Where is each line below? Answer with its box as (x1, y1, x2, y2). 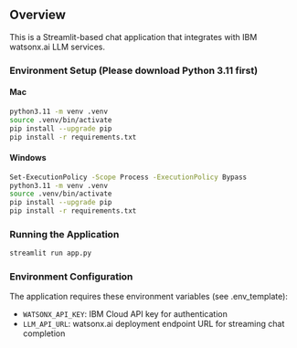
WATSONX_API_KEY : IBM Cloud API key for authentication (22, 309, 228, 320)
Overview (9, 7, 67, 23)
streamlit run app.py (9, 248, 92, 258)
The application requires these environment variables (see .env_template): (9, 291, 288, 302)
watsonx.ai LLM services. (9, 41, 105, 52)
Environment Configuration (9, 270, 133, 283)
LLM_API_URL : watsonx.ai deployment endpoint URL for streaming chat (22, 319, 285, 330)
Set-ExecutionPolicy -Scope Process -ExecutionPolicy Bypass (9, 173, 248, 182)
